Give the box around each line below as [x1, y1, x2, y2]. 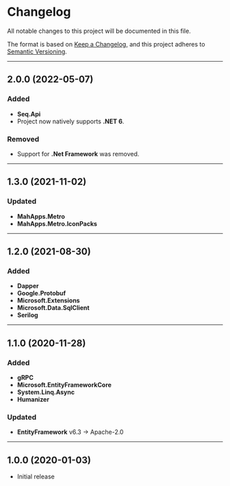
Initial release [16, 472, 55, 481]
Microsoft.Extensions [16, 296, 80, 305]
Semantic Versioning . [7, 47, 67, 56]
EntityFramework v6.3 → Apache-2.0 [16, 428, 124, 436]
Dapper [16, 282, 39, 290]
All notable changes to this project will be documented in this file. [7, 27, 192, 35]
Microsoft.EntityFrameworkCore [16, 380, 112, 389]
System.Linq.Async [16, 388, 75, 396]
